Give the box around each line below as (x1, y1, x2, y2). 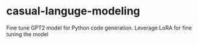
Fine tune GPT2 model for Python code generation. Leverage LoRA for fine (6, 24, 192, 31)
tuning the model (6, 30, 49, 37)
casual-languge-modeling (6, 4, 141, 18)
